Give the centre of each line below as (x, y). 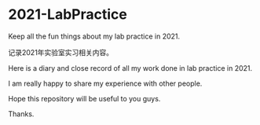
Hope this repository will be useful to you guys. (84, 98)
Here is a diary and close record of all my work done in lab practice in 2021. (130, 68)
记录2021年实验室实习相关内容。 (61, 52)
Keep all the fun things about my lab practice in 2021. (94, 36)
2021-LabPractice (68, 15)
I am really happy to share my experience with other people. (105, 83)
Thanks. (21, 114)
